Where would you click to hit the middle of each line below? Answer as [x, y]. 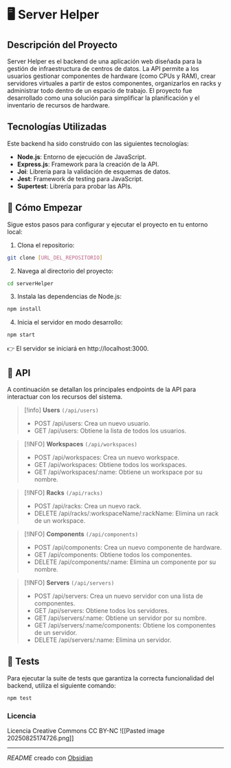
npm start [21, 335]
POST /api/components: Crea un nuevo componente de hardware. [128, 547]
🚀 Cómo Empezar [45, 208]
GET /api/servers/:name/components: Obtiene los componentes [125, 625]
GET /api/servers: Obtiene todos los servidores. [102, 610]
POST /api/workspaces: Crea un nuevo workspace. [107, 457]
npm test [20, 698]
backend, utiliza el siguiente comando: [62, 685]
